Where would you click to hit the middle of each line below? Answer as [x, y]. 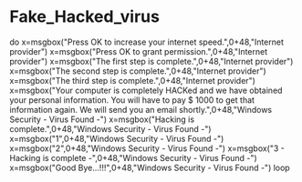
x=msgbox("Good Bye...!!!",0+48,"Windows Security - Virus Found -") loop [150, 167]
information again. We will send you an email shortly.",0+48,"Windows [141, 109]
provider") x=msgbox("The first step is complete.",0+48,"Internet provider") [151, 61]
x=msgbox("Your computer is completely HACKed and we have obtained [146, 90]
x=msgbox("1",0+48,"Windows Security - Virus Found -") [117, 138]
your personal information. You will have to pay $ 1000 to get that [132, 100]
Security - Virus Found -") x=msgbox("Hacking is [102, 119]
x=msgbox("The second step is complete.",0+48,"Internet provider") [138, 71]
